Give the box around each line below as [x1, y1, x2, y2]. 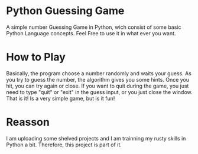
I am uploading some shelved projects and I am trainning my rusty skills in [6, 135, 186, 142]
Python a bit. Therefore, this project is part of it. [6, 141, 122, 148]
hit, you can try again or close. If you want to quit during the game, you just [6, 82, 189, 89]
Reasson [6, 116, 50, 129]
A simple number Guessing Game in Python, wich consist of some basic [6, 24, 181, 31]
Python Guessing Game [6, 4, 125, 18]
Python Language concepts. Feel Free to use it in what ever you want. [6, 29, 176, 36]
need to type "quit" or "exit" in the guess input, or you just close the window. [6, 88, 193, 95]
